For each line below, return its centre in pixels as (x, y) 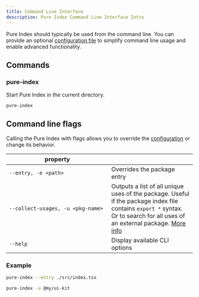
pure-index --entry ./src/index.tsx (51, 278)
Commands (28, 65)
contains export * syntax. (147, 208)
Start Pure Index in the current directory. (55, 95)
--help (18, 244)
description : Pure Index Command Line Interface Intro (75, 17)
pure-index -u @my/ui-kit (38, 288)
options (122, 247)
